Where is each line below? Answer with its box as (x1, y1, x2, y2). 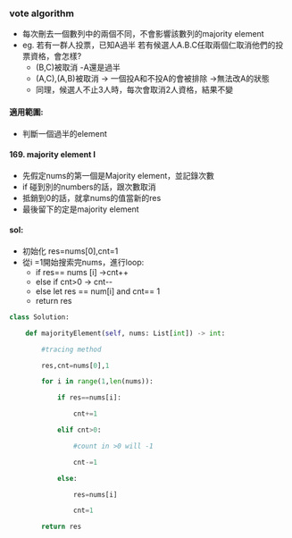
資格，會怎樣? (29, 51, 82, 62)
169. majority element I (9, 149, 96, 160)
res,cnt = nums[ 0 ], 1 (41, 361, 110, 370)
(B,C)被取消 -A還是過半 (35, 62, 121, 73)
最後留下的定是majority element (21, 204, 140, 214)
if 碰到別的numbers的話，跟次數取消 (21, 181, 156, 192)
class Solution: (9, 312, 70, 322)
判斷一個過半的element (21, 128, 107, 139)
